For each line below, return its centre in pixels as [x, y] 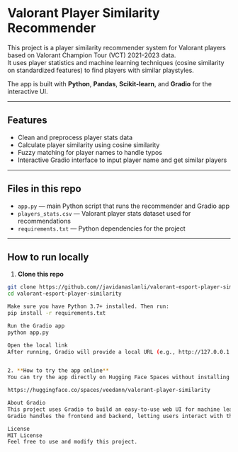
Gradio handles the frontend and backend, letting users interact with [115, 416]
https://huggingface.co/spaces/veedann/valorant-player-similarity [109, 390]
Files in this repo [44, 189]
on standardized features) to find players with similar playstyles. [101, 70]
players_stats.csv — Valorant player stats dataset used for [104, 213]
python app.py [28, 332]
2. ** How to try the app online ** [58, 371]
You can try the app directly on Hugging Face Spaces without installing [119, 377]
